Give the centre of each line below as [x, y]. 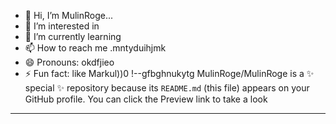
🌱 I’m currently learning [73, 36]
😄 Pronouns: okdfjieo [69, 62]
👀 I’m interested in [62, 26]
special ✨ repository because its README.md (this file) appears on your [167, 88]
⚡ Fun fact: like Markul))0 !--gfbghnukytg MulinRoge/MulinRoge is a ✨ [169, 73]
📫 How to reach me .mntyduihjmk [95, 48]
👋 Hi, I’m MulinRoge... [69, 15]
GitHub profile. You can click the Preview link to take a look [146, 99]
